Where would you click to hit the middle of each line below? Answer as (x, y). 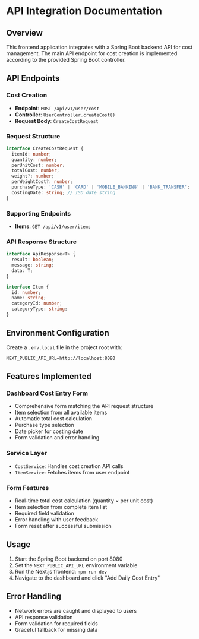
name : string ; (29, 298)
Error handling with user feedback (56, 520)
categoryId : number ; (37, 303)
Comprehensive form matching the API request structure (84, 406)
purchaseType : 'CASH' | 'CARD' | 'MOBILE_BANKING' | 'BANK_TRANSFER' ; (101, 187)
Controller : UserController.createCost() (65, 115)
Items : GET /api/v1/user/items (53, 226)
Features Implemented (49, 376)
